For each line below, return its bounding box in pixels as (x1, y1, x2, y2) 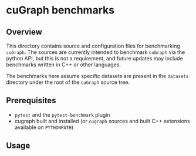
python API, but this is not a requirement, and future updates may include (6, 55, 183, 62)
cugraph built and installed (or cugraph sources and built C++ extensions (14, 117, 190, 124)
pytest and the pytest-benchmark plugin (14, 111, 110, 118)
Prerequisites (6, 96, 56, 106)
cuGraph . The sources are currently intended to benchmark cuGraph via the (6, 49, 185, 56)
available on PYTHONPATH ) (14, 124, 74, 131)
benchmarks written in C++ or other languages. (6, 61, 121, 68)
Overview (6, 27, 43, 37)
